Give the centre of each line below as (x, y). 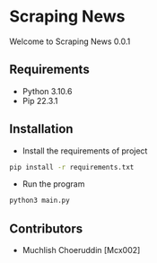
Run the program (53, 184)
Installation (41, 129)
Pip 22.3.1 (40, 101)
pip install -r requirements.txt (72, 167)
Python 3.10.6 (47, 91)
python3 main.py (39, 201)
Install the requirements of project (85, 151)
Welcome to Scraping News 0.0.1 (70, 41)
